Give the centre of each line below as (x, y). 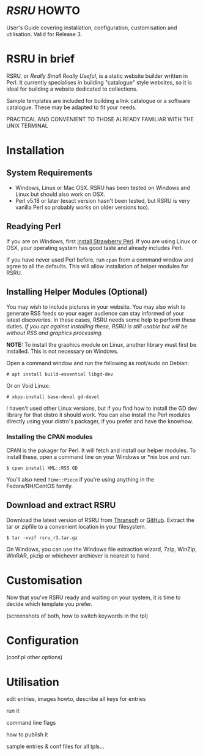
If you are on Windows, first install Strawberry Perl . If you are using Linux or (102, 241)
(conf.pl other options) (35, 657)
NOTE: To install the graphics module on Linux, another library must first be (102, 344)
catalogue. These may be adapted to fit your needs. (72, 107)
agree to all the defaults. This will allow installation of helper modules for (97, 266)
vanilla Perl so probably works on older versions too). (82, 207)
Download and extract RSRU (61, 505)
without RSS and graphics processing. (55, 333)
